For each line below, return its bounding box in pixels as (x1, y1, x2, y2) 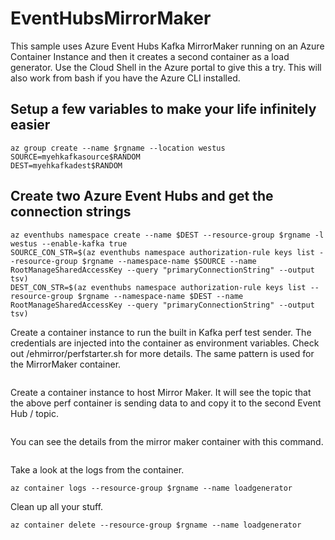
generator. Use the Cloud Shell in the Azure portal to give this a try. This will (10, 61, 322, 73)
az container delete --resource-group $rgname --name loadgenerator (10, 520, 302, 530)
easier (10, 117, 51, 134)
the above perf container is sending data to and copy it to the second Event (10, 397, 322, 409)
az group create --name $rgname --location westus (10, 143, 226, 153)
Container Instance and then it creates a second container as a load (10, 50, 290, 62)
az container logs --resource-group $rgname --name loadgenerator (10, 483, 293, 493)
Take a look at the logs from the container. (10, 463, 185, 476)
